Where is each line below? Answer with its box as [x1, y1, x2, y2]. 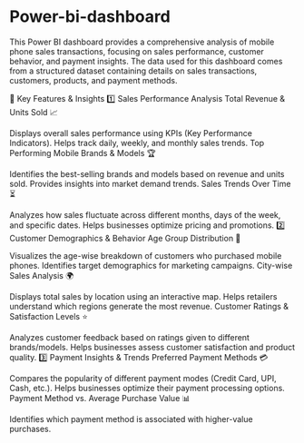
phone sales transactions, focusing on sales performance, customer [9, 45, 265, 56]
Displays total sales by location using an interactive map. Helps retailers [9, 290, 278, 301]
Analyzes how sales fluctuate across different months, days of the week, [9, 209, 281, 220]
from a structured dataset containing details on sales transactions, [9, 65, 258, 76]
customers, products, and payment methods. [9, 74, 178, 85]
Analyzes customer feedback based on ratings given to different [9, 331, 250, 342]
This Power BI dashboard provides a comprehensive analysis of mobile [9, 36, 275, 47]
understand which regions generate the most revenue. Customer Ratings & [9, 300, 289, 311]
